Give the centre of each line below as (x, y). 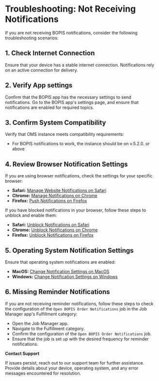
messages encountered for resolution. (43, 373)
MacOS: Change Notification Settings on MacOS (61, 271)
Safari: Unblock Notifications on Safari (51, 225)
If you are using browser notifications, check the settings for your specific (79, 176)
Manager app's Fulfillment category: (41, 314)
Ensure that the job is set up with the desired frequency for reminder (80, 339)
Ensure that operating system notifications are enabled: (60, 262)
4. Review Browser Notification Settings (66, 164)
